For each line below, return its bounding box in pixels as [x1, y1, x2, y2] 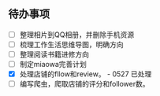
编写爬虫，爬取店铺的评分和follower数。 [19, 79, 150, 89]
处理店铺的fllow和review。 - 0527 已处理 [19, 69, 152, 79]
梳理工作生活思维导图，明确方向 [19, 39, 124, 49]
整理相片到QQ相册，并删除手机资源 [19, 30, 135, 39]
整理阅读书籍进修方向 [19, 50, 89, 59]
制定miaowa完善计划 [19, 60, 87, 68]
